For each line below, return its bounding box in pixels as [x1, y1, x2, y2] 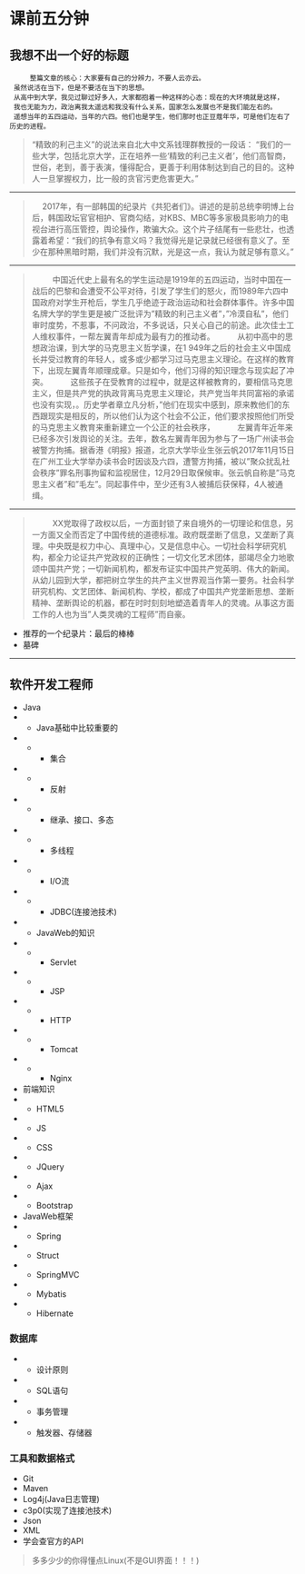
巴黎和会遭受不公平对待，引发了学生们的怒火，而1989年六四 [55, 285, 281, 296]
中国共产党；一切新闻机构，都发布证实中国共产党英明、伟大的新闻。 [39, 563, 295, 573]
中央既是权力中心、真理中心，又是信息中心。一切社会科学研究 [47, 541, 279, 551]
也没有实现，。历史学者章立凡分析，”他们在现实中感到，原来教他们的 [31, 399, 282, 410]
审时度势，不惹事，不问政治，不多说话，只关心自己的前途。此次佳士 [31, 320, 287, 330]
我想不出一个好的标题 [9, 47, 129, 63]
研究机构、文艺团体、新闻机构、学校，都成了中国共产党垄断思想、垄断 [31, 586, 295, 596]
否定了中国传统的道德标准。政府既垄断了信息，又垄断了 [79, 529, 287, 540]
